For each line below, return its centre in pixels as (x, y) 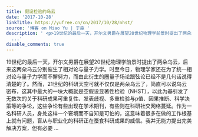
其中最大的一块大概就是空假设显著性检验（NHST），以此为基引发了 (107, 91)
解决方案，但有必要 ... (32, 128)
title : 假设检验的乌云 (31, 11)
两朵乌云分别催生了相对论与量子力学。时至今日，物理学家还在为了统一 (101, 69)
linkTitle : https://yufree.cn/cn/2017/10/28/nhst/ (70, 22)
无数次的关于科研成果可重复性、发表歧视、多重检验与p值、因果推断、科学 (95, 98)
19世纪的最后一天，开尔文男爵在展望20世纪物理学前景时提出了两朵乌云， (95, 62)
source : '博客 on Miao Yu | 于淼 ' (48, 28)
